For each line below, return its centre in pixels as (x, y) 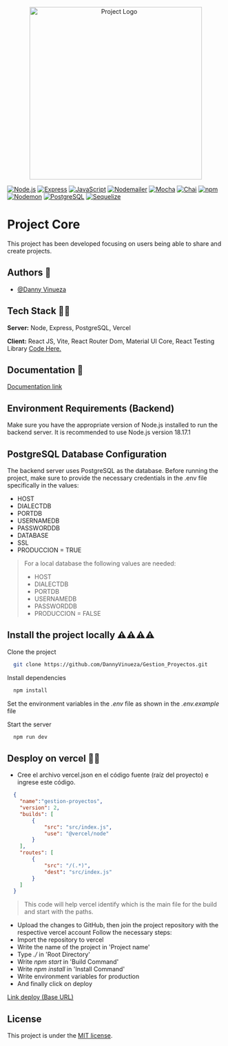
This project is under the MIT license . (60, 1036)
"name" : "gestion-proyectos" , (61, 802)
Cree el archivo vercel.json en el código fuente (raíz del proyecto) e (113, 775)
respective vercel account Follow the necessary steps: (94, 933)
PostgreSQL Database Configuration (87, 454)
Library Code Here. (34, 348)
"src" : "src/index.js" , (78, 827)
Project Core (44, 225)
